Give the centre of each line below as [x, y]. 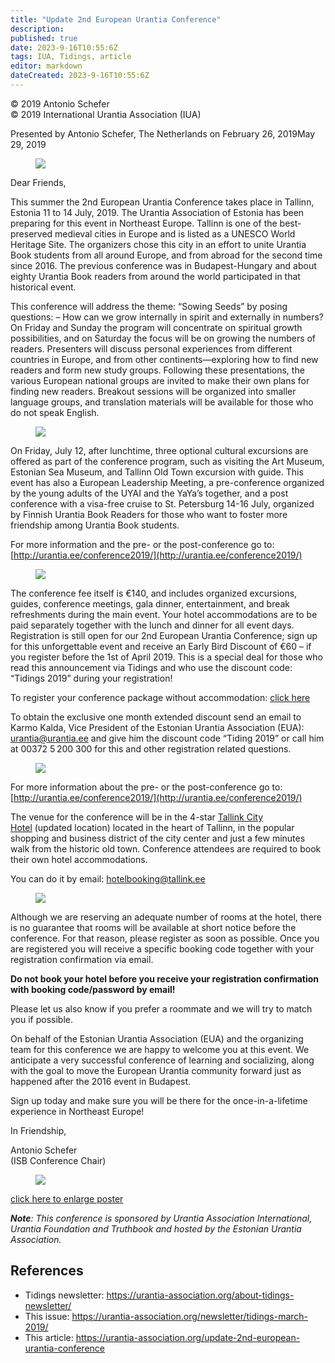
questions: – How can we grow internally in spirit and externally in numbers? [167, 317]
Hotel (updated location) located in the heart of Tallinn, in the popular [152, 827]
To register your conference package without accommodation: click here [160, 697]
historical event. [43, 287]
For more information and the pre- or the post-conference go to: [142, 544]
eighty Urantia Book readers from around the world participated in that [155, 276]
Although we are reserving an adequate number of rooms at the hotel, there [166, 917]
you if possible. [42, 1019]
